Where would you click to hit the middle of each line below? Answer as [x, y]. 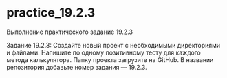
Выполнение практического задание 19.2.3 [70, 32]
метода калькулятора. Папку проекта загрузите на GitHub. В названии [110, 59]
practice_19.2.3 [51, 13]
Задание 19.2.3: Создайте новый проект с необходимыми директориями [113, 45]
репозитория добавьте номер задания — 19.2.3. [77, 67]
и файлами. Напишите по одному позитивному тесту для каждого [104, 52]
